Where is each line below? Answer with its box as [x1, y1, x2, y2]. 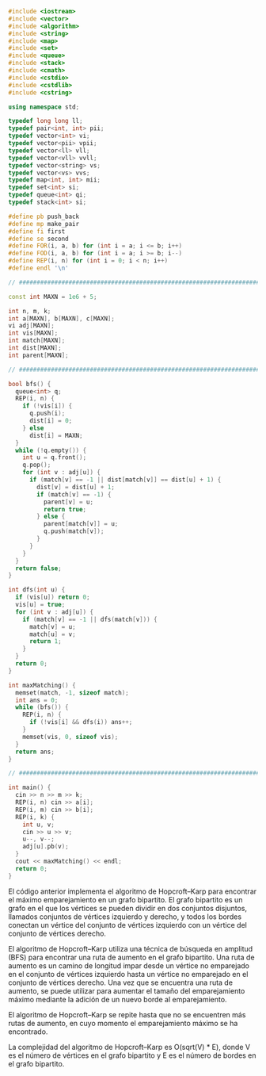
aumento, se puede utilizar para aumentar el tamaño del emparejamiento [8, 986, 245, 995]
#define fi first [8, 227, 66, 235]
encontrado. [8, 1027, 48, 1036]
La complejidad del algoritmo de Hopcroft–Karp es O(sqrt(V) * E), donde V [8, 1042, 251, 1051]
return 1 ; [28, 638, 62, 645]
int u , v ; [22, 821, 55, 829]
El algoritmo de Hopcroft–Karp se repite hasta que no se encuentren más [8, 1009, 246, 1019]
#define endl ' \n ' [8, 264, 69, 272]
